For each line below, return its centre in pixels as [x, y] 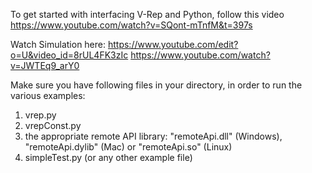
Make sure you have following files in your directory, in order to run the [156, 85]
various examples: [48, 95]
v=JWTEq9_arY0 [45, 65]
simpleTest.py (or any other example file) [108, 157]
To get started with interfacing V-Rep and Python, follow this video [147, 14]
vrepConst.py [53, 125]
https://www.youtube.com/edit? [173, 44]
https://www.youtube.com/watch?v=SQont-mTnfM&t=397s [131, 25]
